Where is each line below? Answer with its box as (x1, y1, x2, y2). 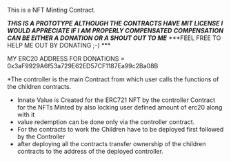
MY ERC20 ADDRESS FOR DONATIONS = (7, 54, 125, 63)
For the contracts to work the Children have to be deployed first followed (17, 125, 224, 133)
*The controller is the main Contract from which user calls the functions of (7, 75, 219, 83)
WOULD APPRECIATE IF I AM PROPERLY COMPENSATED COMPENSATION (7, 27, 224, 34)
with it (17, 110, 35, 119)
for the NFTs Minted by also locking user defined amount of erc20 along (17, 103, 223, 111)
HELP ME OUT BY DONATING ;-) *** (7, 41, 111, 49)
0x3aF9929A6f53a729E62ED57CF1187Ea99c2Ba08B (7, 62, 159, 70)
